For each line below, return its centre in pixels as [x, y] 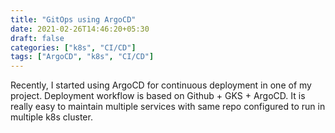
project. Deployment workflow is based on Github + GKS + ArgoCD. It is [158, 96]
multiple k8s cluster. [51, 117]
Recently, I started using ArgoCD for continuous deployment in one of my [161, 85]
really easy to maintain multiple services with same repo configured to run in [168, 107]
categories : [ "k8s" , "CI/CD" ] [73, 47]
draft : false [37, 38]
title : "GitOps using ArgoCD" [73, 19]
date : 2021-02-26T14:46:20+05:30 [80, 29]
